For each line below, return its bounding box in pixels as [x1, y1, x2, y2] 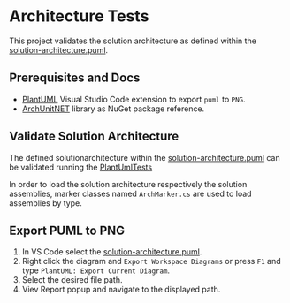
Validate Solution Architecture [9, 129, 179, 144]
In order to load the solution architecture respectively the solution [9, 178, 248, 189]
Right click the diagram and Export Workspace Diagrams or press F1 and [21, 256, 281, 267]
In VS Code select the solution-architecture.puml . [21, 246, 202, 257]
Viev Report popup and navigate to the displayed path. [21, 284, 221, 295]
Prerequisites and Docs [9, 71, 141, 86]
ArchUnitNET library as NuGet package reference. [21, 103, 205, 114]
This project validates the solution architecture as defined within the [9, 35, 256, 46]
